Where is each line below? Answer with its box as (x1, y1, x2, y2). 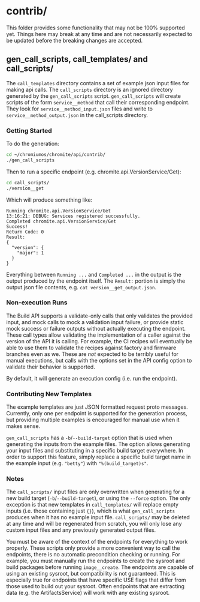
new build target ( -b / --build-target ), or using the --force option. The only (6, 495, 190, 502)
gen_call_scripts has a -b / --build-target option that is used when (6, 434, 172, 442)
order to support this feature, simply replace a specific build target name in (6, 453, 191, 460)
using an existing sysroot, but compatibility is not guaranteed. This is (6, 570, 176, 577)
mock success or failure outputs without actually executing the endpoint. (6, 325, 186, 332)
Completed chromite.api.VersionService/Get (6, 218, 117, 224)
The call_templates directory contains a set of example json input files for (6, 79, 190, 86)
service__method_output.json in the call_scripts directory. (6, 111, 149, 118)
